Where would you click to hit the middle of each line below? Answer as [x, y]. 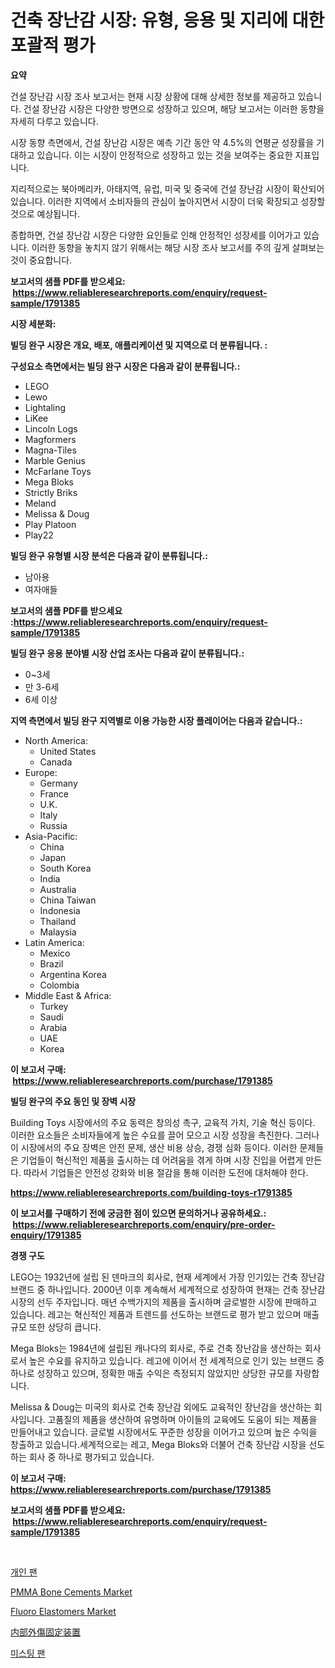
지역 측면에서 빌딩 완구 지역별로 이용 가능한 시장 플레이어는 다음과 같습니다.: [156, 720]
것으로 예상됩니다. [45, 213]
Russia [53, 825]
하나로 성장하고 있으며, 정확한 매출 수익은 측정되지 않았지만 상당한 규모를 [151, 1373]
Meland [40, 503]
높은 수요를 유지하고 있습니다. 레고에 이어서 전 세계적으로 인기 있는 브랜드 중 [176, 1360]
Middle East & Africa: [68, 995]
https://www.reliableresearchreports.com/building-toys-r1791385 [151, 1192]
